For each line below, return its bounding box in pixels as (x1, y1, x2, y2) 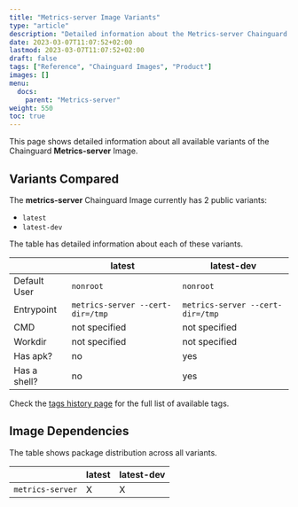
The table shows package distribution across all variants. (9, 447, 217, 457)
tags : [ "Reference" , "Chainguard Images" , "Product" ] (9, 63, 213, 72)
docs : (17, 87, 38, 96)
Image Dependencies (9, 424, 129, 439)
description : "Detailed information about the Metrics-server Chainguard (9, 29, 288, 38)
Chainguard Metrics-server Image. (9, 145, 138, 156)
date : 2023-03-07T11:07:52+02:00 (9, 37, 133, 47)
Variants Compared (9, 171, 120, 186)
